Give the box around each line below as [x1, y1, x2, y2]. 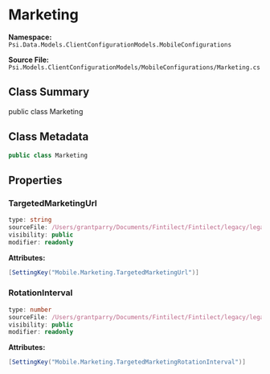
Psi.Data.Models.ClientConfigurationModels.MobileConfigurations [8, 40, 231, 49]
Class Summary [8, 85, 90, 99]
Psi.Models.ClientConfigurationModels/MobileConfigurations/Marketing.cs [8, 63, 261, 72]
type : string [8, 216, 52, 224]
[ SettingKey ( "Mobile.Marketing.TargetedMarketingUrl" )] [8, 268, 199, 277]
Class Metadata [8, 130, 89, 144]
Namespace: [8, 32, 52, 42]
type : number [8, 306, 52, 314]
